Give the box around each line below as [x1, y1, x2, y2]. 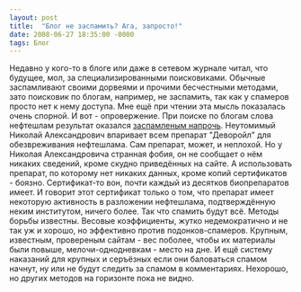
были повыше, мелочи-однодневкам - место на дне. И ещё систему [9, 244, 273, 255]
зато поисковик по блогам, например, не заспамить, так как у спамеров [9, 92, 289, 102]
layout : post [9, 13, 58, 22]
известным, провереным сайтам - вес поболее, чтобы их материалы [9, 234, 276, 245]
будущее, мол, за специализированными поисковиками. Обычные [9, 73, 266, 84]
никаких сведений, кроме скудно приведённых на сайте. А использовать [9, 158, 293, 169]
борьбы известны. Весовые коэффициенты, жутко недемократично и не [9, 216, 288, 226]
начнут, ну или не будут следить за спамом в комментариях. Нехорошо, [9, 263, 289, 274]
